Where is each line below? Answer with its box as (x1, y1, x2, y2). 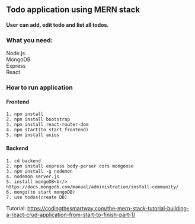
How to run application (6, 83, 73, 92)
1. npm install (6, 111, 44, 118)
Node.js (6, 50, 25, 57)
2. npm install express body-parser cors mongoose (6, 163, 134, 169)
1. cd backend (6, 157, 41, 164)
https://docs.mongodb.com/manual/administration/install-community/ (6, 184, 179, 190)
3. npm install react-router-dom (6, 122, 89, 128)
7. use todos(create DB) (6, 194, 68, 200)
